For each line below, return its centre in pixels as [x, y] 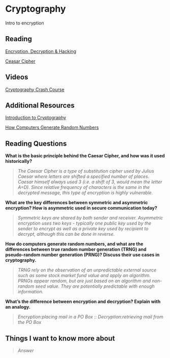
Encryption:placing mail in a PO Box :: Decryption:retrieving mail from [90, 317]
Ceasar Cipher [20, 61]
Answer [26, 350]
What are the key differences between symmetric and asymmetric [77, 203]
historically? [19, 161]
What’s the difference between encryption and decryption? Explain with [83, 301]
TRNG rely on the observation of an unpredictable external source [87, 270]
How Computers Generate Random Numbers [52, 127]
